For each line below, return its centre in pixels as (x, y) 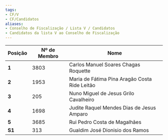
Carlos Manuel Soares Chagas (105, 64)
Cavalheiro (82, 99)
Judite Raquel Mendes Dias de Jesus (112, 108)
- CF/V (12, 14)
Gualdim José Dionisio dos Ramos (109, 130)
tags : (11, 10)
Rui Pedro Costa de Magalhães (105, 122)
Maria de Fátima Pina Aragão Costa (110, 79)
